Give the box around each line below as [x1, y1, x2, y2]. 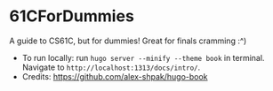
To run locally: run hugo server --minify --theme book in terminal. [21, 52, 265, 63]
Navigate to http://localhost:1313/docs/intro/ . [21, 62, 201, 72]
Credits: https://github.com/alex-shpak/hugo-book [21, 71, 208, 81]
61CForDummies [9, 6, 135, 27]
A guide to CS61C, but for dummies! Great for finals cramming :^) [9, 35, 247, 46]
